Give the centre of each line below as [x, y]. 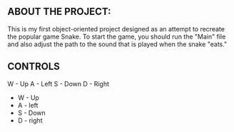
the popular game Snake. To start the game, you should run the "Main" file [117, 36]
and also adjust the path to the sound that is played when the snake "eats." [117, 44]
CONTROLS [34, 67]
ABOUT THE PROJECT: [59, 12]
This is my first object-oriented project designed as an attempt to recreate [116, 29]
